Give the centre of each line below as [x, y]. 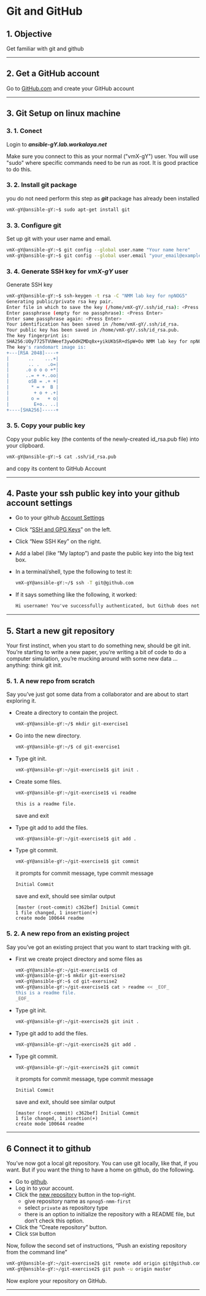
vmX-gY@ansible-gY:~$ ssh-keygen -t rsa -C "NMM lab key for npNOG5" [97, 296]
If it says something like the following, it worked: [76, 595]
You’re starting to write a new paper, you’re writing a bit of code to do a [96, 652]
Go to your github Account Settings [60, 518]
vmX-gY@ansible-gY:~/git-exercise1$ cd [66, 970]
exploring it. [21, 701]
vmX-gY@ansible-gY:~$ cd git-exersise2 [66, 982]
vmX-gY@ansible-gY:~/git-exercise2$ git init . [77, 1021]
